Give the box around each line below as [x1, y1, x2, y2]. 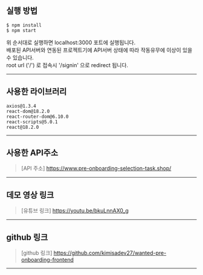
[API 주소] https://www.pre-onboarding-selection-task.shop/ [21, 165, 172, 172]
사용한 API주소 [6, 147, 59, 158]
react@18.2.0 [6, 124, 39, 130]
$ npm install [6, 22, 42, 28]
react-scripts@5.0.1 [6, 118, 59, 125]
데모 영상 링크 [6, 190, 54, 200]
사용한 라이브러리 [6, 86, 67, 97]
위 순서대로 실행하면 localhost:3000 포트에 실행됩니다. [6, 39, 136, 46]
